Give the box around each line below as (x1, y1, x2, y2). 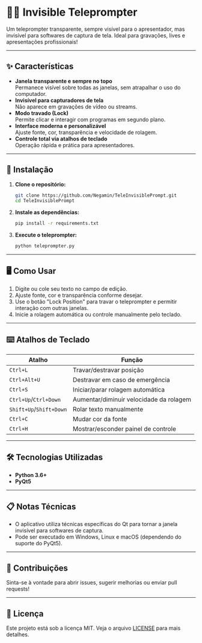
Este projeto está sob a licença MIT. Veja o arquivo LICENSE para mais (6, 624, 181, 632)
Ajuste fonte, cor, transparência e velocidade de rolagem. (14, 128, 158, 136)
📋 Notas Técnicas (6, 501, 76, 512)
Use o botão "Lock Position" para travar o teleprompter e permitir (14, 298, 177, 305)
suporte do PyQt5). (14, 540, 63, 547)
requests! (6, 585, 30, 593)
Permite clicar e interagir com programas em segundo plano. (14, 116, 166, 123)
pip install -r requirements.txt (14, 220, 99, 227)
